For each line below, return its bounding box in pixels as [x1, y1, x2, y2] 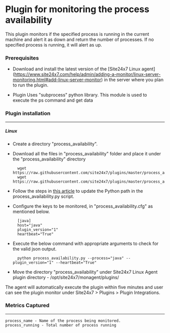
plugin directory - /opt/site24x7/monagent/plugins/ [12, 274, 119, 280]
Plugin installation [5, 110, 51, 117]
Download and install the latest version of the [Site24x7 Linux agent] [12, 66, 155, 72]
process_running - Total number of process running [5, 322, 116, 327]
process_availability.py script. [12, 193, 74, 199]
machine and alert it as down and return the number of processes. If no [5, 36, 154, 43]
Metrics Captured [5, 302, 50, 309]
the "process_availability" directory [12, 156, 86, 162]
